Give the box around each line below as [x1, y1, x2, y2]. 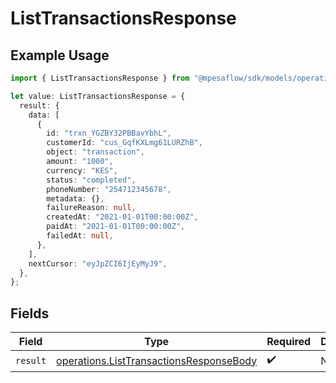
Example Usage [10, 47, 110, 64]
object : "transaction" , [46, 147, 145, 157]
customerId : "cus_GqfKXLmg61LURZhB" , [46, 138, 203, 148]
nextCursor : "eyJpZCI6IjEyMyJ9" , [28, 258, 168, 269]
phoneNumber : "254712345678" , [46, 184, 172, 194]
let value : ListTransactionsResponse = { [10, 91, 186, 101]
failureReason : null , [46, 203, 137, 213]
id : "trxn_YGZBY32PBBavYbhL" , [46, 128, 172, 139]
